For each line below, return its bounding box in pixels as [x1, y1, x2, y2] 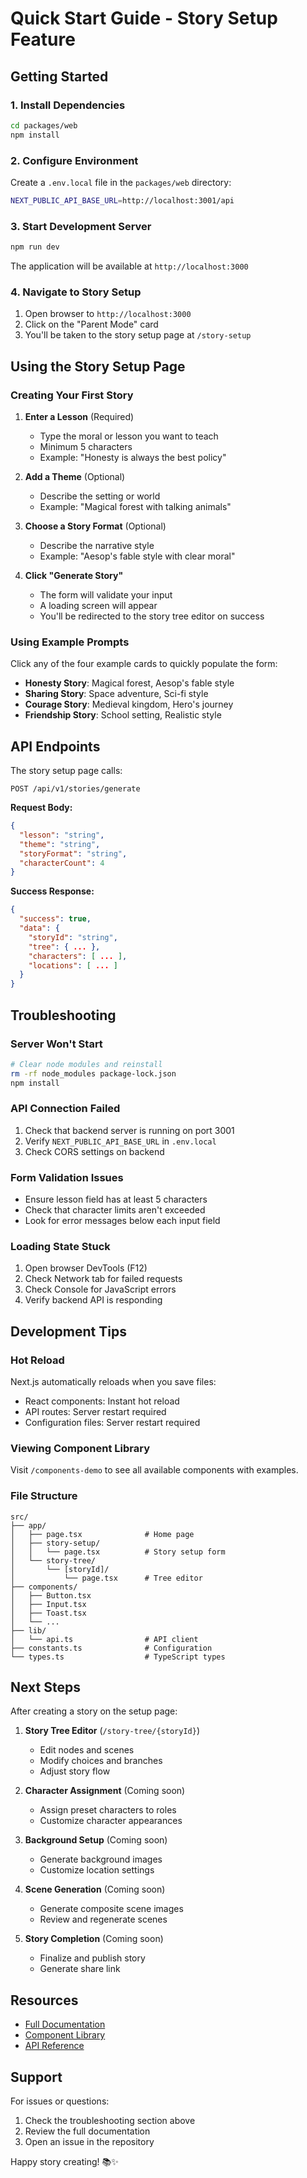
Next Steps [10, 1679, 81, 1696]
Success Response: [10, 885, 95, 897]
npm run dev [10, 242, 60, 252]
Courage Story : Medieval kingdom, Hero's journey [24, 698, 234, 711]
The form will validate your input [39, 588, 173, 601]
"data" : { [19, 923, 60, 934]
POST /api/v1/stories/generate [10, 784, 141, 794]
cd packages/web [10, 120, 78, 131]
